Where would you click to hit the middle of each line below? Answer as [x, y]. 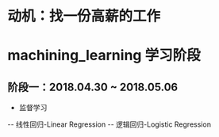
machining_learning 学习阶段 [104, 55]
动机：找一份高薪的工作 [84, 16]
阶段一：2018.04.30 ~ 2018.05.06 [93, 87]
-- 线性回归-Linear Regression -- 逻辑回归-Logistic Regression [109, 124]
